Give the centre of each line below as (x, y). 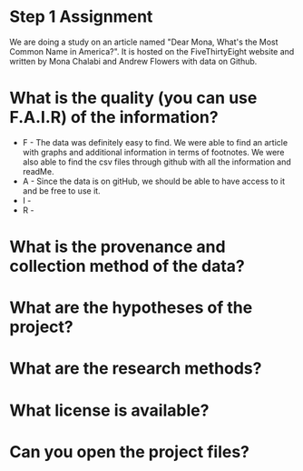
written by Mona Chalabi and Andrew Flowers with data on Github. (133, 61)
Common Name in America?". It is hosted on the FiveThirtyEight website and (152, 51)
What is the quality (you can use (133, 98)
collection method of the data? (127, 266)
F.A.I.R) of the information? (114, 118)
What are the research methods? (136, 369)
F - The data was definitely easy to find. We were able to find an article (155, 142)
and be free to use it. (62, 190)
